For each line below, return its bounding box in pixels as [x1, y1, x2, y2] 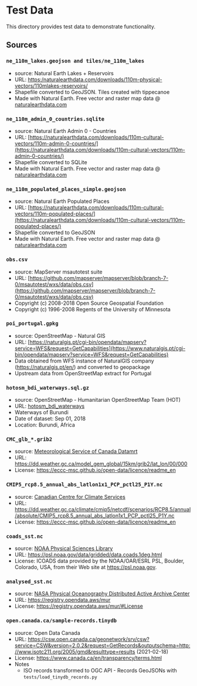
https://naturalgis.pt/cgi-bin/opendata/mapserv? [29, 338, 147, 345]
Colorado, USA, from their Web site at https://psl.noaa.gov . [14, 564, 157, 571]
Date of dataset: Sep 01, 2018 [14, 415, 86, 422]
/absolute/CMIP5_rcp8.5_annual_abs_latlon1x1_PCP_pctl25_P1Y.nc [14, 512, 175, 519]
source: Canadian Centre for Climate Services [14, 493, 126, 500]
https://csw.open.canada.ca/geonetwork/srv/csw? [28, 635, 150, 642]
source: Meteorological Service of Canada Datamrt [14, 448, 138, 455]
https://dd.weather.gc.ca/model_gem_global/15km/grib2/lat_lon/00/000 [14, 460, 188, 468]
